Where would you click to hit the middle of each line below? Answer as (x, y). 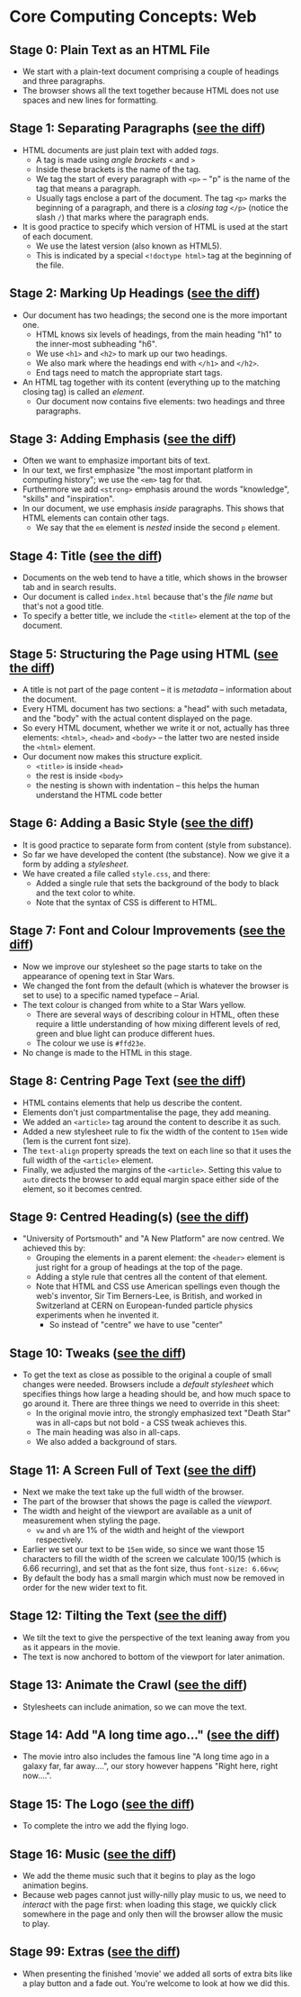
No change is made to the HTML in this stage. (107, 1052)
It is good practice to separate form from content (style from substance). (157, 845)
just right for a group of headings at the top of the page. (139, 1267)
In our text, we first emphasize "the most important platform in (137, 470)
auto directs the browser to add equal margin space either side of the (150, 1179)
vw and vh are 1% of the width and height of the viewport (140, 1530)
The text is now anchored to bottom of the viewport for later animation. (154, 1657)
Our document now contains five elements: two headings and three (160, 401)
